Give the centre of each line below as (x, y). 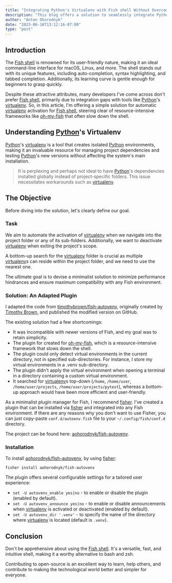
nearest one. (19, 267)
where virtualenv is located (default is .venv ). (60, 520)
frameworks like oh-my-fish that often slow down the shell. (67, 116)
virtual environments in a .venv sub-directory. (61, 365)
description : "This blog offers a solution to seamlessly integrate (80, 15)
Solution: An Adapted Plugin (41, 295)
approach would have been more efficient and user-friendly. (83, 392)
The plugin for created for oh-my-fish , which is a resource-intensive (84, 343)
